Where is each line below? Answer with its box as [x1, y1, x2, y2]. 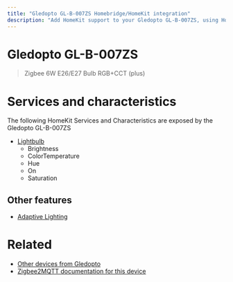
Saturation [27, 174, 58, 182]
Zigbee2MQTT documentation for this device [17, 267, 146, 276]
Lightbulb [17, 137, 45, 146]
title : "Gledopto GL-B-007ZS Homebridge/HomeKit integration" [7, 10, 191, 17]
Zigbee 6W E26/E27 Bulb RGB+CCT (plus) [24, 69, 146, 78]
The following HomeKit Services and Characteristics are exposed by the [7, 116, 214, 125]
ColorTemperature [27, 152, 80, 160]
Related [7, 237, 52, 253]
